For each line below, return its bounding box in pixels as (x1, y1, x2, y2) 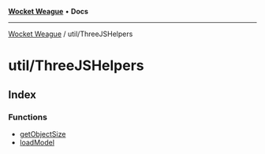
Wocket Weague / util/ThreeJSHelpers (8, 29, 133, 38)
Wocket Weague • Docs (8, 7, 89, 16)
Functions (8, 112, 47, 123)
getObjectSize (19, 129, 66, 138)
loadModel (19, 137, 55, 147)
